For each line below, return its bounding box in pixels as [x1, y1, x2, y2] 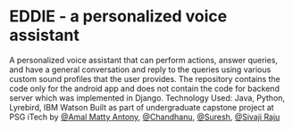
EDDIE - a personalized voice [9, 6, 228, 27]
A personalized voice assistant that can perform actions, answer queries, [9, 54, 279, 65]
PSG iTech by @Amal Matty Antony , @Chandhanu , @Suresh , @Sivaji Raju [9, 111, 280, 122]
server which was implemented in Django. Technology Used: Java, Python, [9, 92, 286, 103]
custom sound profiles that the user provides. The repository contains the [9, 73, 281, 84]
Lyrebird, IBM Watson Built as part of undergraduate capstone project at [9, 102, 274, 112]
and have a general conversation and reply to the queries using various [9, 64, 272, 75]
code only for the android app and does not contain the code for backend [9, 83, 280, 94]
